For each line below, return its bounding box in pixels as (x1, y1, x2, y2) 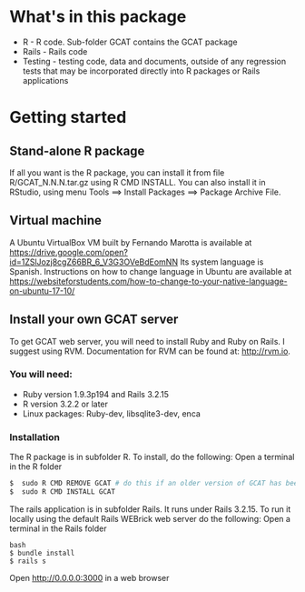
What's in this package (9, 6, 187, 27)
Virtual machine (9, 213, 103, 228)
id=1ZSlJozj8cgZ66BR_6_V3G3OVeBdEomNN (9, 256, 179, 267)
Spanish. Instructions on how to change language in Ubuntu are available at (9, 266, 292, 276)
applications (22, 75, 69, 85)
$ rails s (9, 557, 47, 566)
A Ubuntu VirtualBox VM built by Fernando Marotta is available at (9, 236, 252, 247)
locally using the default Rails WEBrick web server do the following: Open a (9, 513, 290, 524)
